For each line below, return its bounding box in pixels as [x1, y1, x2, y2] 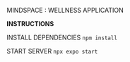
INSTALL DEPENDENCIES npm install [6, 33, 118, 42]
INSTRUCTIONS [6, 20, 54, 27]
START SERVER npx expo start [6, 47, 98, 55]
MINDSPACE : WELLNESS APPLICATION [6, 6, 124, 14]
